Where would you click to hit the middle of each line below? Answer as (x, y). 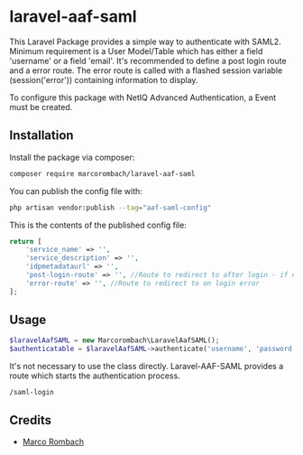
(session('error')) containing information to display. (104, 79)
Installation (41, 136)
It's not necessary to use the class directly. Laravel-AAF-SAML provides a (147, 367)
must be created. (41, 107)
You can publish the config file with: (76, 190)
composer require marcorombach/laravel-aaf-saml (102, 173)
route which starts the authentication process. (95, 376)
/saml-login (32, 393)
